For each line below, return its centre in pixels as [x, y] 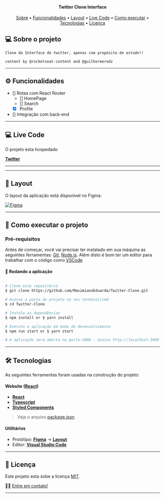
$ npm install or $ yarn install [39, 317]
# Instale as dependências [33, 313]
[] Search [29, 103]
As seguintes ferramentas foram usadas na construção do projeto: [72, 375]
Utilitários [15, 428]
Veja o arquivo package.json [46, 417]
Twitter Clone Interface [82, 7]
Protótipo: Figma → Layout [40, 439]
